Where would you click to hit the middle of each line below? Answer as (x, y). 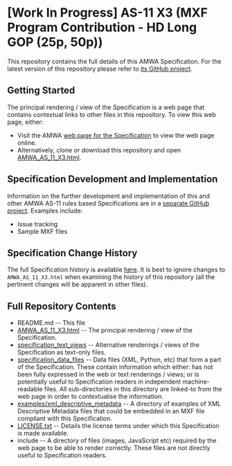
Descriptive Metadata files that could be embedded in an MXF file (111, 411)
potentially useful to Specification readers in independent (99, 382)
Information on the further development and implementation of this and (108, 196)
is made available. (43, 433)
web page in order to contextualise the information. (90, 397)
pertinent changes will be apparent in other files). (78, 285)
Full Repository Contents (62, 306)
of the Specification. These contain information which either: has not (115, 367)
